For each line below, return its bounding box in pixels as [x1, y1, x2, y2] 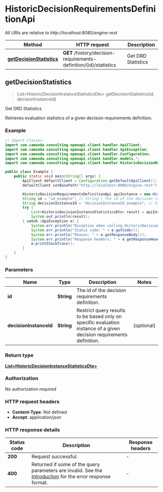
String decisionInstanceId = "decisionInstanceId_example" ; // [22, 200, 153, 206]
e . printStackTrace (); [31, 241, 75, 246]
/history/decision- [74, 49, 115, 56]
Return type [5, 352, 34, 359]
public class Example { [5, 169, 53, 174]
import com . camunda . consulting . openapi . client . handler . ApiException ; [5, 147, 149, 152]
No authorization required [5, 386, 57, 392]
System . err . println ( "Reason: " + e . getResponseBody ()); [31, 232, 147, 237]
